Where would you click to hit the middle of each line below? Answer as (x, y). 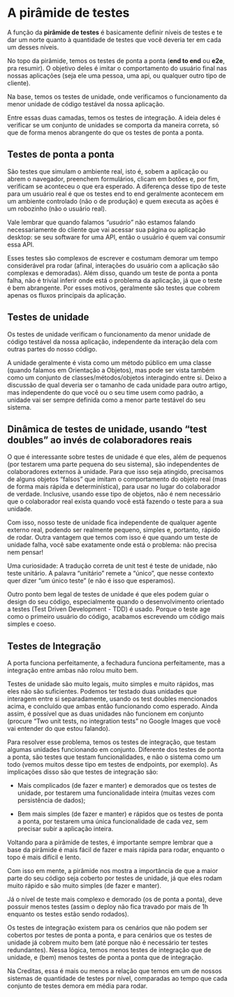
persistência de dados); (51, 800)
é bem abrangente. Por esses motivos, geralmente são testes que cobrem (114, 288)
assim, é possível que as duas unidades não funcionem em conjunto (105, 714)
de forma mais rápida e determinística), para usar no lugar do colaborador (114, 487)
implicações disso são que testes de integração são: (83, 772)
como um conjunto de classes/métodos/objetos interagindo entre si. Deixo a (117, 377)
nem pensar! (25, 552)
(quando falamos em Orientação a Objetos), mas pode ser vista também (111, 370)
